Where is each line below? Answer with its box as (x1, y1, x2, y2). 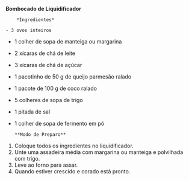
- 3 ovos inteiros (5, 27, 52, 33)
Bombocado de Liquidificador (5, 5, 82, 12)
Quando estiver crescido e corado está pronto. (14, 168, 131, 175)
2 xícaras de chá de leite (14, 50, 76, 57)
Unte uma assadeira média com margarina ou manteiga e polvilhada (14, 149, 184, 156)
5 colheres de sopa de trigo (14, 97, 83, 103)
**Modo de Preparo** (14, 132, 66, 138)
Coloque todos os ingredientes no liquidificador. (14, 142, 134, 149)
